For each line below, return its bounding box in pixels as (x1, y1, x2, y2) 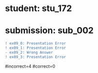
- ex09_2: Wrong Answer (5, 50, 53, 55)
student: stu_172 (5, 3, 72, 14)
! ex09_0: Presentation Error (5, 41, 66, 46)
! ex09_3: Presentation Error (5, 54, 66, 59)
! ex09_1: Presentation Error (5, 45, 66, 50)
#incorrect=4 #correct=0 (5, 63, 56, 69)
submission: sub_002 (5, 25, 94, 36)
